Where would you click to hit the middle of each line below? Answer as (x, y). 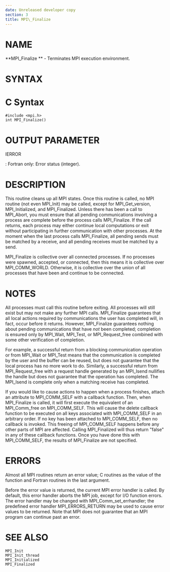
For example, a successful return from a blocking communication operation (84, 350)
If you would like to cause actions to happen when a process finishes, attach (85, 392)
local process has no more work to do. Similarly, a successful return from (81, 366)
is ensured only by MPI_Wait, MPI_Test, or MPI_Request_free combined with (84, 335)
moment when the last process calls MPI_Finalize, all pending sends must (82, 236)
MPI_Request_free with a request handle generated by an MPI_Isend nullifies (85, 371)
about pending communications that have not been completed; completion (83, 329)
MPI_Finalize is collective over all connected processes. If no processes (80, 257)
